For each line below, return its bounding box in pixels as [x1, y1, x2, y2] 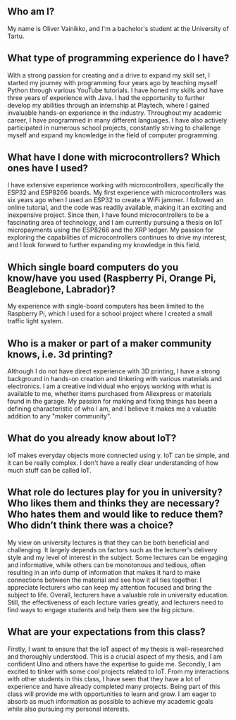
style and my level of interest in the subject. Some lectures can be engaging [7, 553, 228, 561]
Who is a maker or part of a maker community [7, 337, 212, 349]
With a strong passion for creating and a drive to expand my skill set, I [7, 70, 210, 80]
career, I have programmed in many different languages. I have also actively [7, 116, 228, 124]
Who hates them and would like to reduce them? [7, 509, 223, 521]
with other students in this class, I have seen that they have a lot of [7, 674, 201, 683]
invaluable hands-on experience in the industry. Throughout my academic [7, 108, 222, 117]
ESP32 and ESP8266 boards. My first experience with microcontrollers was [7, 188, 227, 197]
